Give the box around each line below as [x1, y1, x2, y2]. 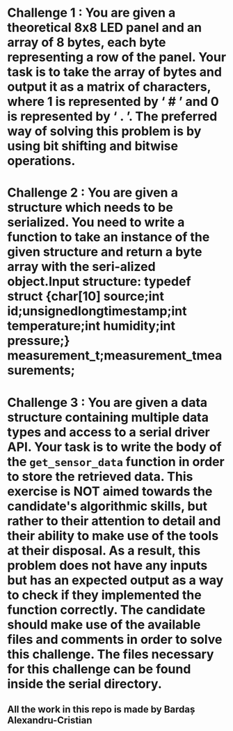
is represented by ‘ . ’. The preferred [7, 109, 218, 125]
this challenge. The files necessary [7, 646, 214, 662]
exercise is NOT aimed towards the [7, 483, 213, 499]
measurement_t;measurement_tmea [7, 348, 223, 364]
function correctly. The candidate [7, 601, 206, 617]
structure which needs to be [7, 200, 174, 215]
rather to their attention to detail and [7, 513, 221, 529]
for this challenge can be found [7, 661, 191, 677]
